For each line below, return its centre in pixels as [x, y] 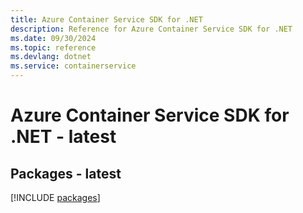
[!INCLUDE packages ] [55, 197]
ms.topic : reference [53, 47]
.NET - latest [63, 137]
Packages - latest [66, 173]
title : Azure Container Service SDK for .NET [106, 19]
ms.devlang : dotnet [51, 57]
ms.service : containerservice [73, 66]
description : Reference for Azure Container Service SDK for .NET [151, 29]
